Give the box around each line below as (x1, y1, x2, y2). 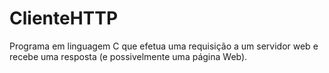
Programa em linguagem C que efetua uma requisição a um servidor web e (9, 40, 319, 52)
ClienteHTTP (9, 7, 119, 30)
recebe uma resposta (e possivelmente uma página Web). (9, 50, 248, 62)
